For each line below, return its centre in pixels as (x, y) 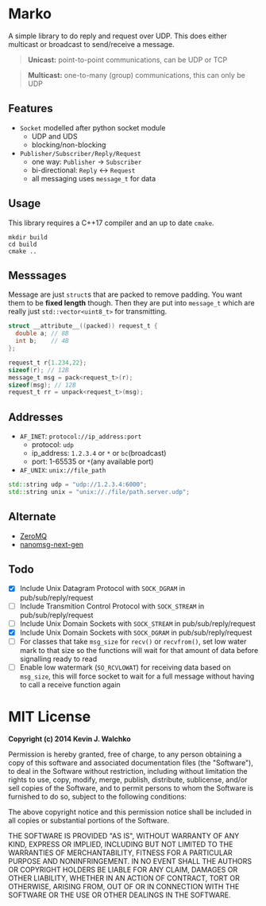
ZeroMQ (33, 536)
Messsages (38, 275)
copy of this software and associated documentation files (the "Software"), (131, 762)
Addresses (36, 417)
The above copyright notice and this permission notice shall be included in (130, 811)
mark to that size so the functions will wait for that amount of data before (139, 650)
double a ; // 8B (42, 334)
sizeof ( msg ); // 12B (42, 385)
